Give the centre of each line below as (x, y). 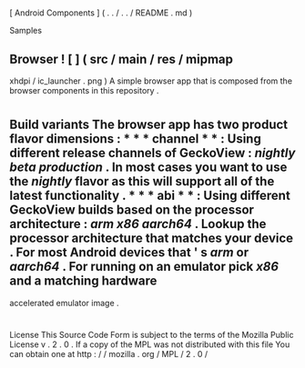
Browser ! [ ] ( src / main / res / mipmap (122, 59)
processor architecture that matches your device (152, 239)
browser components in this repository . (84, 90)
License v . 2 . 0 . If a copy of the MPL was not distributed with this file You (150, 344)
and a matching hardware (83, 281)
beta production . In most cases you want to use (148, 168)
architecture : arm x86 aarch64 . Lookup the (138, 224)
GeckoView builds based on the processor (132, 210)
